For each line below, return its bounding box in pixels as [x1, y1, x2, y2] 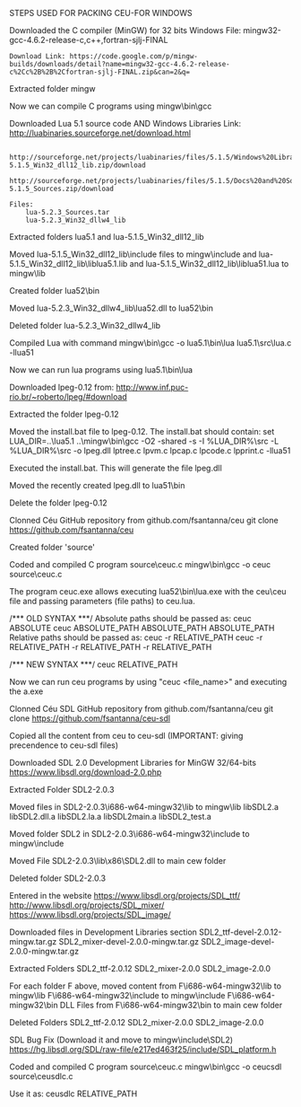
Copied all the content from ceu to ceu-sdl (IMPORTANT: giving [9, 731, 244, 741]
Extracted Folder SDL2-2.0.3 [9, 785, 115, 795]
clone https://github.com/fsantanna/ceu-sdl [9, 713, 171, 724]
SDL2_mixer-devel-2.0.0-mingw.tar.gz [58, 936, 200, 946]
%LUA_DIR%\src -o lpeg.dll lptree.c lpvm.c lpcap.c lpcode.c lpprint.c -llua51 [9, 445, 291, 456]
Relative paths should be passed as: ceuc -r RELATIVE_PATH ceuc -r [9, 632, 263, 643]
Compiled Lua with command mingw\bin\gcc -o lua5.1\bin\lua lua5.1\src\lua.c [9, 338, 292, 348]
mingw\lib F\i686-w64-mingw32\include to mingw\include [9, 990, 226, 1000]
